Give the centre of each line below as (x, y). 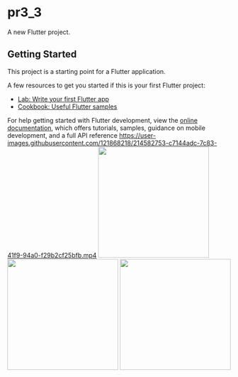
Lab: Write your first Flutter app (63, 99)
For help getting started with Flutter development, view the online (103, 120)
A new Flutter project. (39, 32)
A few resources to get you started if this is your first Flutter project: (106, 85)
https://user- (137, 135)
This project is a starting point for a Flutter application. (86, 71)
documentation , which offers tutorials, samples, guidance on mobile (106, 128)
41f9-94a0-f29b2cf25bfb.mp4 (52, 255)
